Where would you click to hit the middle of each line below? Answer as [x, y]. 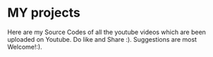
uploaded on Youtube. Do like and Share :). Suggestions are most [102, 39]
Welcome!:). [25, 47]
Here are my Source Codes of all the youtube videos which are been [107, 32]
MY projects [44, 13]
